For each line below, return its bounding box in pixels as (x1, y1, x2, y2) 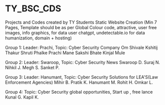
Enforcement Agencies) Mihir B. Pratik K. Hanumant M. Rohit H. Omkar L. (5, 79, 153, 85)
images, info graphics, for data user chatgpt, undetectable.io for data (5, 30, 145, 35)
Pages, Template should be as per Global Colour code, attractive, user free (5, 24, 157, 30)
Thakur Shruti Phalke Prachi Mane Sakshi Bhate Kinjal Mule (5, 50, 126, 56)
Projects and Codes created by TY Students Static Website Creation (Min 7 (5, 19, 157, 25)
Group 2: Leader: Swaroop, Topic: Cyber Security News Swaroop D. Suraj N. (5, 59, 160, 65)
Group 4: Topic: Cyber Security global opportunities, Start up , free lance (5, 89, 153, 95)
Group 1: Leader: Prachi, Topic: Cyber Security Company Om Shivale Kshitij (5, 44, 158, 50)
